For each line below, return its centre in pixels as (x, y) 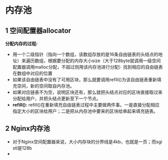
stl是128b (22, 148)
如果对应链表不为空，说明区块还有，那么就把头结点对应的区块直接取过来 (87, 92)
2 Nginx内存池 (28, 128)
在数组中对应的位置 (32, 73)
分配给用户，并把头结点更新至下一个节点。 (57, 98)
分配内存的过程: (21, 44)
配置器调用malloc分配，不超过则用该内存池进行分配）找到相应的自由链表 (88, 67)
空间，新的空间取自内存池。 (46, 86)
